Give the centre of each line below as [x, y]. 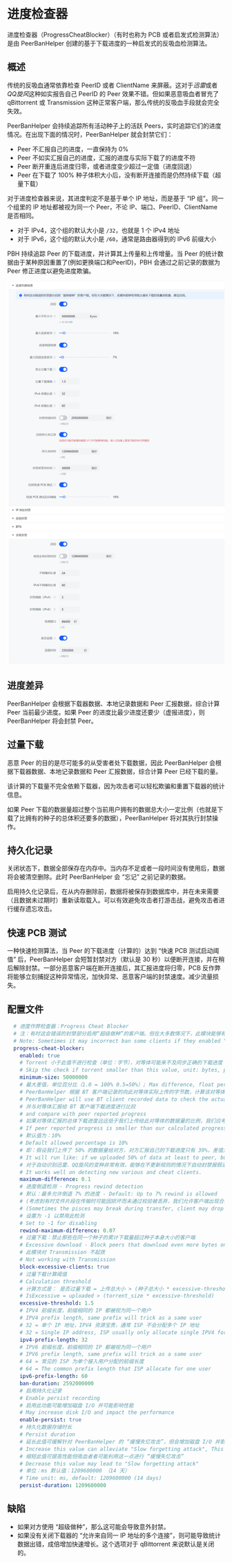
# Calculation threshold [55, 1281]
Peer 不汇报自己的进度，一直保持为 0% [73, 149]
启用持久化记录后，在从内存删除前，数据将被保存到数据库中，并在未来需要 [113, 891]
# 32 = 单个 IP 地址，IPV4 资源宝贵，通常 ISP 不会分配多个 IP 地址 [110, 1325]
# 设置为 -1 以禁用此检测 [52, 1216]
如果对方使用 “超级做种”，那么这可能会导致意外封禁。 [94, 1526]
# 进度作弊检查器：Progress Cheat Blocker [71, 1027]
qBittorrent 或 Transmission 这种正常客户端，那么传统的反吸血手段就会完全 [113, 102]
